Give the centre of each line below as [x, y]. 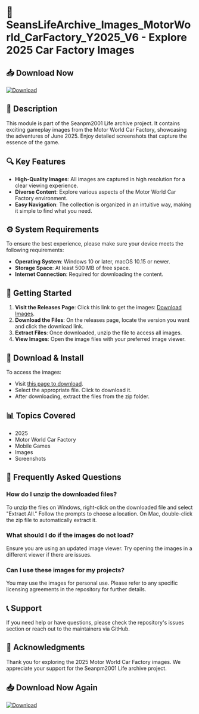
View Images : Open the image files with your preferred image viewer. [100, 339]
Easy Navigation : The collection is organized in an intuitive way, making [103, 204]
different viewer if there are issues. [49, 554]
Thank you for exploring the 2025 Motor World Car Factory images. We [94, 662]
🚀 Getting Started [39, 293]
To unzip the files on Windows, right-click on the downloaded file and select [99, 507]
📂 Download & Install [45, 358]
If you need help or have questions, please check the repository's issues [95, 622]
